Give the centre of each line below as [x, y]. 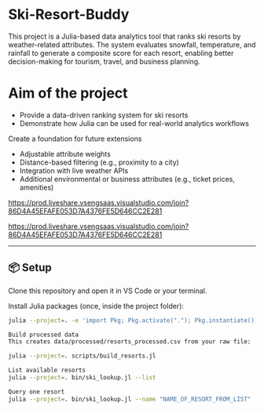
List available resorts [47, 370]
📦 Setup [30, 268]
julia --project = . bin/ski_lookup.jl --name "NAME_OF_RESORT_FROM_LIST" [130, 399]
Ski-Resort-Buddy [69, 15]
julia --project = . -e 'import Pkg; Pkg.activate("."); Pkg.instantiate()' [133, 320]
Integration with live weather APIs [74, 170]
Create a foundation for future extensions [75, 139]
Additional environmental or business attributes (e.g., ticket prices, [127, 179]
